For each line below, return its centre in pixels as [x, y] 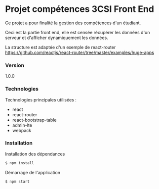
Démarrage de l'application [33, 172]
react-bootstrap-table [34, 120]
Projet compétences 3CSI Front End [80, 9]
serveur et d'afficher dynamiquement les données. [57, 38]
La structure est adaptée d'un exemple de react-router [60, 47]
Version [15, 65]
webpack [21, 130]
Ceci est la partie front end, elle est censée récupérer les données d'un [78, 32]
